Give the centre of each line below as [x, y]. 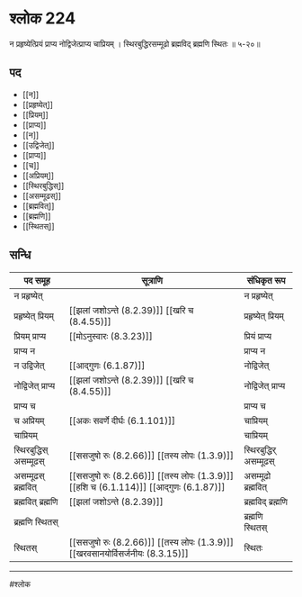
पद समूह [37, 280]
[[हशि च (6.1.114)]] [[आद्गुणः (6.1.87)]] [147, 487]
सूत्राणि [152, 280]
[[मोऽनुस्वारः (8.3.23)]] [111, 336]
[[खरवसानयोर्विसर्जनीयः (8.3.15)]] [129, 553]
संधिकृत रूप [266, 280]
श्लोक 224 [43, 18]
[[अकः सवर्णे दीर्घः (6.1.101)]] [122, 421]
